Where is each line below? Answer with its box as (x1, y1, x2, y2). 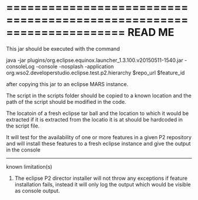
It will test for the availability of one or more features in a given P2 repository (6, 133, 192, 140)
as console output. (14, 187, 60, 194)
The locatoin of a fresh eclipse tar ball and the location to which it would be (6, 110, 189, 117)
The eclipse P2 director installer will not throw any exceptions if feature (14, 175, 187, 182)
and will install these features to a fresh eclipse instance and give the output (6, 140, 191, 147)
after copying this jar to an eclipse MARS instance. (6, 80, 128, 87)
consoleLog (6, 63, 35, 70)
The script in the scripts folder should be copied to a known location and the (6, 92, 192, 99)
